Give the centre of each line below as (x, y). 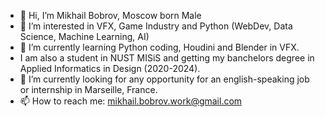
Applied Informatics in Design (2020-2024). (110, 68)
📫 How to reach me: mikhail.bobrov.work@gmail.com (131, 101)
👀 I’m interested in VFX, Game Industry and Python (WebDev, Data (156, 26)
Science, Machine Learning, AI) (84, 36)
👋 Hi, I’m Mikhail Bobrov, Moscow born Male (110, 15)
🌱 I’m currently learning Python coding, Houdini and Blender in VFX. (159, 47)
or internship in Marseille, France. (88, 89)
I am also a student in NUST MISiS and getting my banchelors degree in (167, 58)
